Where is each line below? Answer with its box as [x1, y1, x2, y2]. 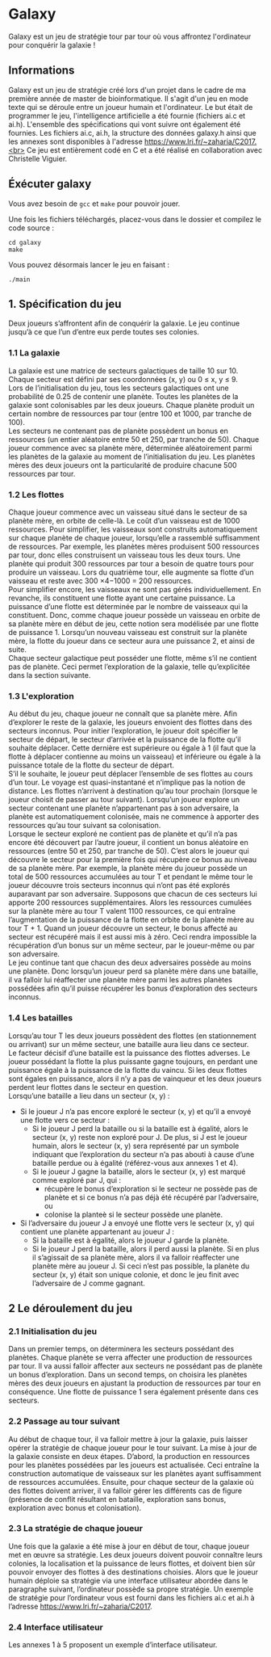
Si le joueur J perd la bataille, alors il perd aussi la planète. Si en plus [31, 1243, 260, 1253]
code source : [8, 223, 55, 233]
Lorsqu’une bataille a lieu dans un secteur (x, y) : [8, 1091, 170, 1100]
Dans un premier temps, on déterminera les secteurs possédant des [8, 1344, 235, 1354]
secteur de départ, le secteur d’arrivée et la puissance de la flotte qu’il [8, 734, 241, 744]
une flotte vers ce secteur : [19, 1115, 110, 1125]
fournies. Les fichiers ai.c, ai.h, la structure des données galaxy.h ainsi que [8, 128, 256, 137]
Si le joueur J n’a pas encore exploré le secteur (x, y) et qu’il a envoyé [19, 1106, 252, 1116]
